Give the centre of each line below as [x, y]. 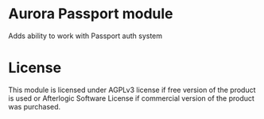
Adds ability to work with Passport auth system [85, 36]
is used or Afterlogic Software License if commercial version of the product [131, 98]
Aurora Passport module [91, 14]
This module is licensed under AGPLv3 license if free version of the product [132, 90]
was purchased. [35, 106]
